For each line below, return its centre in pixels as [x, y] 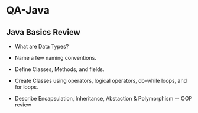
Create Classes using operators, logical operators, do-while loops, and [101, 81]
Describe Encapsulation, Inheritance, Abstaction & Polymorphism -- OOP [103, 99]
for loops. [26, 87]
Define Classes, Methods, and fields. [59, 69]
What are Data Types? [42, 46]
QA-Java [28, 10]
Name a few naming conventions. [55, 58]
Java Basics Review [43, 32]
